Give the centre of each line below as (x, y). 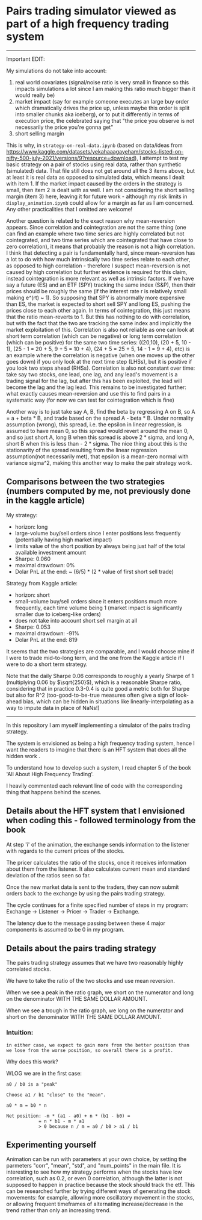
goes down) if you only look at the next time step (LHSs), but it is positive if (99, 361)
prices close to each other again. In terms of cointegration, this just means (98, 310)
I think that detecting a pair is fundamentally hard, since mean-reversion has (101, 253)
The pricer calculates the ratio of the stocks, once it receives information (96, 862)
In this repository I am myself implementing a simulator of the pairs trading (98, 725)
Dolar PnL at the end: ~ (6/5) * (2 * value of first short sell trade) (94, 571)
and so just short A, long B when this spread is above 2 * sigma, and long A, (100, 437)
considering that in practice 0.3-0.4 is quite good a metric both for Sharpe (98, 688)
